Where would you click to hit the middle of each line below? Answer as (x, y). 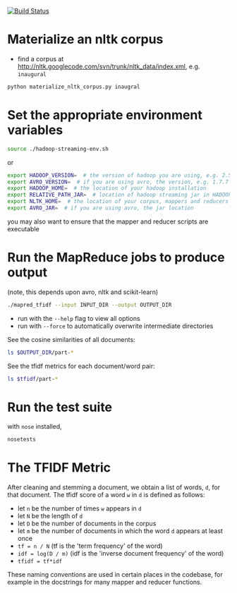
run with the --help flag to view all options (79, 318)
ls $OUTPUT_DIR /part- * (41, 353)
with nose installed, (35, 427)
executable (24, 228)
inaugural (32, 74)
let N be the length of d (50, 516)
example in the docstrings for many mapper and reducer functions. (105, 582)
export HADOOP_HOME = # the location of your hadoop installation (107, 188)
